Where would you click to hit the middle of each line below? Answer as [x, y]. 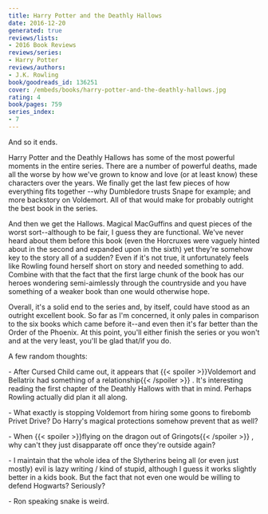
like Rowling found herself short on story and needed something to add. [126, 266]
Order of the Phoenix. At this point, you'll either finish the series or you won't [134, 332]
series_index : [32, 112]
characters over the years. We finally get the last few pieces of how [119, 182]
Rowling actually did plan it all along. [68, 397]
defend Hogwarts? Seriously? [57, 485]
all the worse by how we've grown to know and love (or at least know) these [133, 174]
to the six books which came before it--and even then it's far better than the [133, 324]
